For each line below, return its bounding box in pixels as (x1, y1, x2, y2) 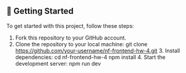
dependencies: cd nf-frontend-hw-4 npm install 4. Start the (15, 53, 166, 61)
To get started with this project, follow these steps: (6, 22, 135, 29)
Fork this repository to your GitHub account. (15, 34, 127, 41)
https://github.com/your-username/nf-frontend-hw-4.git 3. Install (15, 47, 180, 54)
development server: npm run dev (15, 60, 101, 67)
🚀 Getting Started (6, 6, 74, 16)
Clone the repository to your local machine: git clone (15, 40, 148, 47)
